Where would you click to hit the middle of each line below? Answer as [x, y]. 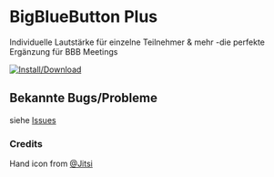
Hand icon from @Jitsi [51, 164]
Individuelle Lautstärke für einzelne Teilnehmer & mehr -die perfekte [137, 42]
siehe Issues [33, 120]
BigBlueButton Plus [83, 17]
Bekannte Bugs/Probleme [83, 98]
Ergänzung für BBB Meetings [64, 51]
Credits [26, 143]
